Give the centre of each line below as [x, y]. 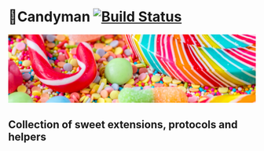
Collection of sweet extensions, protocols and [123, 125]
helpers [27, 137]
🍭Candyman [49, 17]
